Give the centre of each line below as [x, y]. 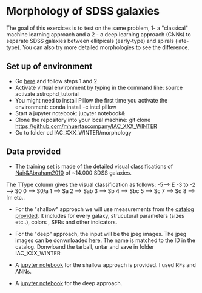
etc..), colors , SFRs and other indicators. [66, 222]
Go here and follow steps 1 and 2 [56, 81]
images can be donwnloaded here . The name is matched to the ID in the [105, 240]
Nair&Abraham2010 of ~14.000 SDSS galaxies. [73, 173]
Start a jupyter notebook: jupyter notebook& [70, 113]
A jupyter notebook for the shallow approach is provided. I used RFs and [105, 264]
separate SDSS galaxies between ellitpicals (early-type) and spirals [90, 41]
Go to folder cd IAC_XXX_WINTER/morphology [73, 132]
